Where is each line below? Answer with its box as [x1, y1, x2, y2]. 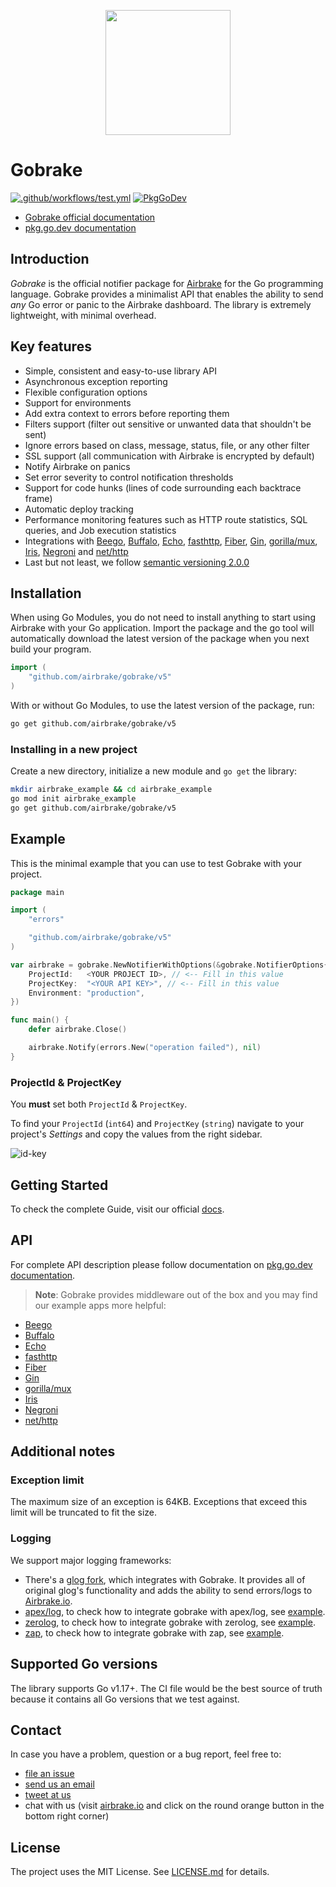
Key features [10, 338, 92, 355]
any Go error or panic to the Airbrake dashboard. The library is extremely [10, 298, 312, 310]
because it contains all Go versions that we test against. [10, 1693, 240, 1705]
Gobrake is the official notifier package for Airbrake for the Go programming [10, 277, 324, 289]
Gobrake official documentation [24, 211, 156, 223]
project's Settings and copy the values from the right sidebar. [10, 1128, 263, 1140]
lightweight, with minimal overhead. [10, 309, 157, 321]
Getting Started [10, 1176, 109, 1194]
